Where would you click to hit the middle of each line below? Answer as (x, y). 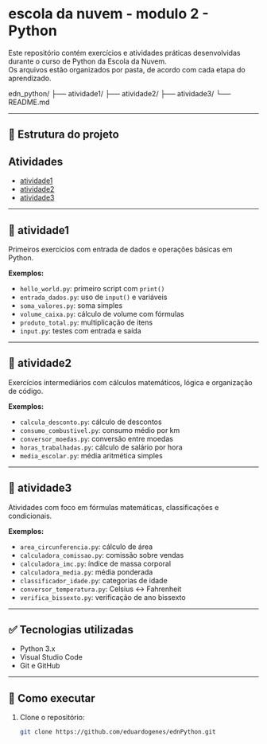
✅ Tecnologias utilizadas (71, 629)
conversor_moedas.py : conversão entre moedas (96, 438)
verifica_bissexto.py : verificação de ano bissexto (103, 597)
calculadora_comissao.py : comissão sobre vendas (102, 555)
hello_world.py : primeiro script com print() (92, 288)
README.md (29, 102)
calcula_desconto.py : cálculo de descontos (91, 422)
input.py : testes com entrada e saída (80, 330)
